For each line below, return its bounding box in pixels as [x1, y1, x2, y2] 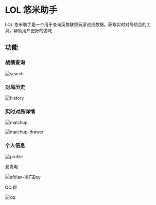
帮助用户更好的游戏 [13, 27, 52, 33]
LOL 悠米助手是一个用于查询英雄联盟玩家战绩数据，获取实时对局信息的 [5, 21, 147, 27]
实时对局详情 [5, 108, 36, 115]
